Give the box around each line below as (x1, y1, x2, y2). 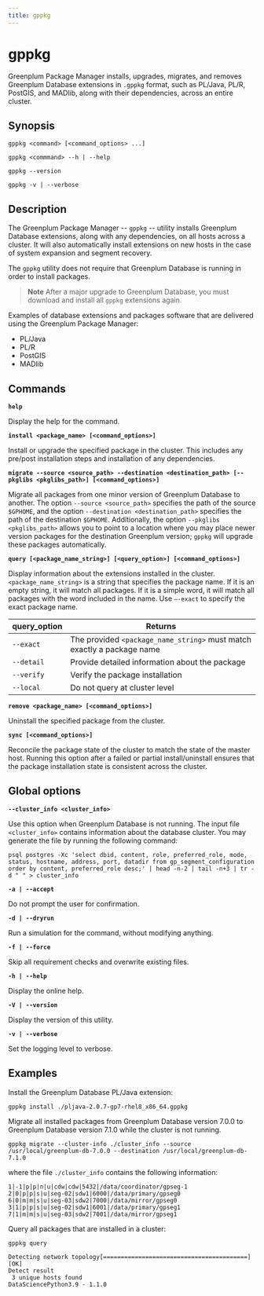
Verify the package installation (70, 669, 182, 680)
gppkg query (8, 1239, 47, 1247)
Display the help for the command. (8, 417, 120, 426)
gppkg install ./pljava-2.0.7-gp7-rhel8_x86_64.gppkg (8, 1103, 189, 1111)
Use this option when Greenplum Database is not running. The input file (8, 818, 240, 829)
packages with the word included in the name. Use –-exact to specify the (8, 594, 245, 603)
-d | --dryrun (8, 914, 55, 922)
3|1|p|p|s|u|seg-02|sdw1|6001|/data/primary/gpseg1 (8, 1203, 181, 1211)
